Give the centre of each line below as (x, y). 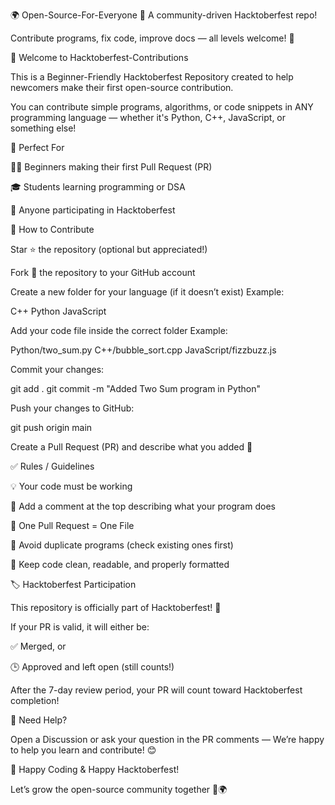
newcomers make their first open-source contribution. (122, 87)
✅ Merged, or (38, 646)
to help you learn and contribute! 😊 (83, 750)
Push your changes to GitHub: (72, 408)
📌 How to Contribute (52, 229)
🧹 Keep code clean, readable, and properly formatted (120, 564)
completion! (35, 700)
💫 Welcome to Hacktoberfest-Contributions (99, 57)
